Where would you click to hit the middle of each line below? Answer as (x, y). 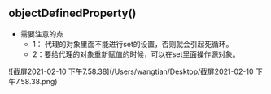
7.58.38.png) (36, 81)
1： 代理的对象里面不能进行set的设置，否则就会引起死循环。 (133, 44)
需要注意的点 (42, 34)
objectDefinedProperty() (72, 13)
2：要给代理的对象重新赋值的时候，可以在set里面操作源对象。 (136, 54)
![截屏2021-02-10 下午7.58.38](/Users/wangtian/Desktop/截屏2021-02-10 (131, 71)
